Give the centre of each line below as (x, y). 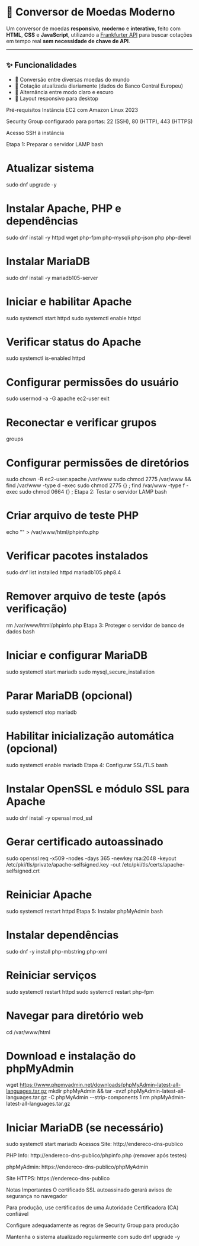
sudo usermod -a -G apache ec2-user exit (58, 398)
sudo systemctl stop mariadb (41, 712)
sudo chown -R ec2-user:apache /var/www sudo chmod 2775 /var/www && (99, 479)
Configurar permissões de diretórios (98, 463)
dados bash (20, 632)
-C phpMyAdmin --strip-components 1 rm (99, 1097)
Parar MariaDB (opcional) (70, 696)
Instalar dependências (62, 935)
